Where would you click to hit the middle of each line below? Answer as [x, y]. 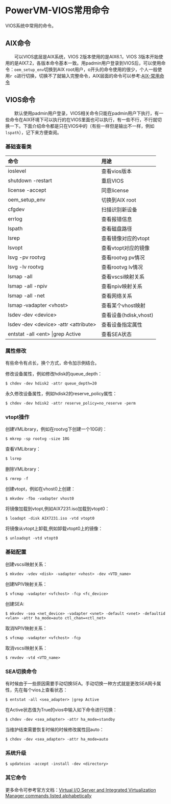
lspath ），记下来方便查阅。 [33, 132]
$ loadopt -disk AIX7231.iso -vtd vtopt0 [50, 519]
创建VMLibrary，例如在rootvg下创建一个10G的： [56, 429]
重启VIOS [113, 181]
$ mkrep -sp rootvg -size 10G [38, 439]
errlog [15, 219]
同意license [115, 190]
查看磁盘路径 [117, 229]
